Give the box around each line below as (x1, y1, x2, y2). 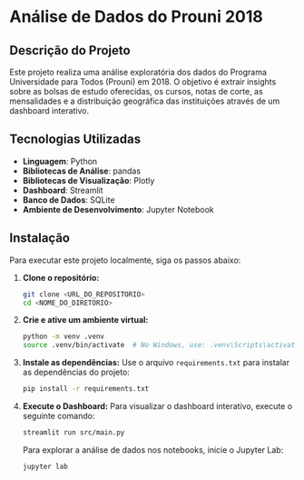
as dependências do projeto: (22, 366, 130, 378)
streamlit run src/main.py (22, 428, 125, 437)
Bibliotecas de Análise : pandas (22, 165, 142, 176)
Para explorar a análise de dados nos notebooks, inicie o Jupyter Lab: (22, 444, 284, 455)
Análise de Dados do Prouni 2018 (9, 6, 263, 27)
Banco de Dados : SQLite (22, 194, 115, 205)
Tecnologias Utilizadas (9, 132, 142, 147)
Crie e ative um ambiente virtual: (22, 315, 149, 325)
